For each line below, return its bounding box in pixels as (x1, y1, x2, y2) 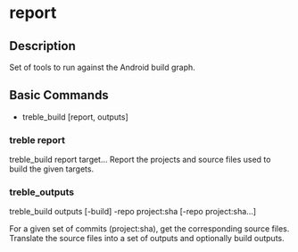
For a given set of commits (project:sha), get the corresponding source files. (9, 223, 290, 234)
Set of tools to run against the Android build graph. (9, 62, 196, 72)
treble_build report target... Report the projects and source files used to (9, 155, 271, 165)
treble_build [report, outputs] (21, 111, 129, 122)
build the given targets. (9, 164, 95, 174)
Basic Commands (9, 88, 109, 103)
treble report (9, 133, 65, 146)
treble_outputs (9, 186, 75, 198)
